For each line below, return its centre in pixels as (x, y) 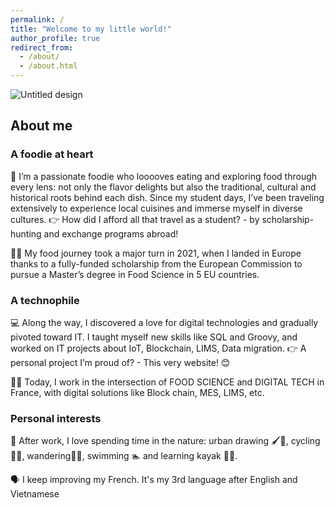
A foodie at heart (52, 154)
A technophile (45, 300)
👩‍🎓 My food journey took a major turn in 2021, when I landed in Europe (156, 253)
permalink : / (37, 19)
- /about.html (48, 66)
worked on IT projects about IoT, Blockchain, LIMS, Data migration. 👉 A (158, 348)
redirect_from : (42, 47)
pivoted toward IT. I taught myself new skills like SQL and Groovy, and (154, 337)
